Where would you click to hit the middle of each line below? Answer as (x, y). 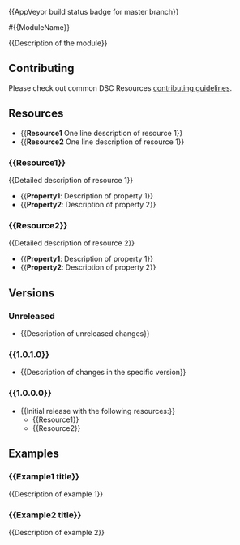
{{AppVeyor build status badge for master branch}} (94, 12)
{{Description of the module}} (58, 43)
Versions (32, 293)
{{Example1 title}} (44, 476)
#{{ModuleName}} (39, 27)
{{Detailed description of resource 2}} (72, 243)
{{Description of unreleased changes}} (85, 333)
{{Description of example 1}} (56, 494)
